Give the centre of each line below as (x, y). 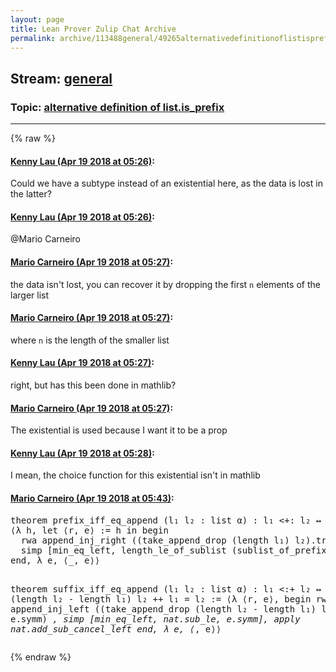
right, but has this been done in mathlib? (93, 385)
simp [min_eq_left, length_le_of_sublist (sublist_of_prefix (173, 550)
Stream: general (61, 78)
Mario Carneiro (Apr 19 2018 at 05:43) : (92, 498)
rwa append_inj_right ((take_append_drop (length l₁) (155, 540)
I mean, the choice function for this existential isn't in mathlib (135, 475)
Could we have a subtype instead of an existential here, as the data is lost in (166, 183)
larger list (29, 295)
